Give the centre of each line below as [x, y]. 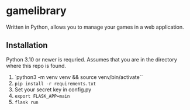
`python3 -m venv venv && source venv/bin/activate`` [79, 77]
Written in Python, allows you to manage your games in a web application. [95, 27]
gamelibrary [36, 11]
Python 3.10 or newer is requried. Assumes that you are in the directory [91, 59]
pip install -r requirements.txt [55, 84]
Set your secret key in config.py [53, 90]
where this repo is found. [36, 66]
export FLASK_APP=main [42, 96]
